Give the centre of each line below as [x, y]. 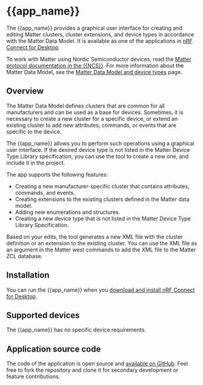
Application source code [54, 349]
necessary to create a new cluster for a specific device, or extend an [92, 118]
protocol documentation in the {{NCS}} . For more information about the [95, 66]
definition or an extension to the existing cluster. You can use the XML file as [102, 243]
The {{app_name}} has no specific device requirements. [76, 330]
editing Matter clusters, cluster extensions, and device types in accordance [100, 34]
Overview [25, 91]
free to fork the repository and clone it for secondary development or [92, 370]
